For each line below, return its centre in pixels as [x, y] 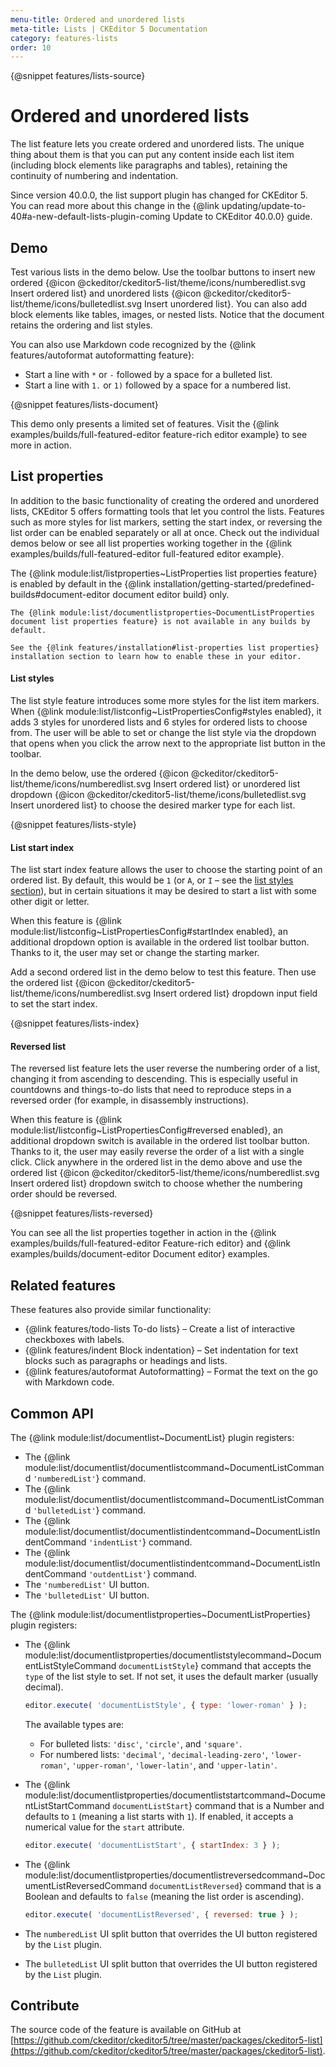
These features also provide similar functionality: [111, 1310]
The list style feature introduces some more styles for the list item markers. [165, 701]
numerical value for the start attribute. [104, 1827]
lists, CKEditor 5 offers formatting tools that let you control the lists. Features [167, 511]
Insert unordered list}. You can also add [225, 304]
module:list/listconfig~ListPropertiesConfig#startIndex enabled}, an [149, 932]
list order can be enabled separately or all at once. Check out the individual [165, 532]
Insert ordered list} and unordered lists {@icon [106, 293]
